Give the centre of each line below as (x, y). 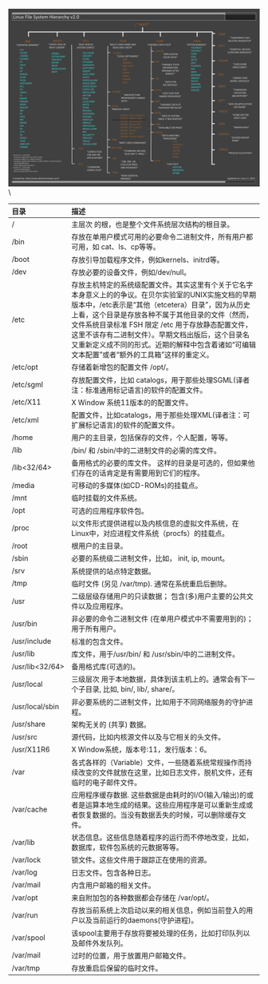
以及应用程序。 (103, 606)
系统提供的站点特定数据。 (113, 571)
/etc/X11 (26, 402)
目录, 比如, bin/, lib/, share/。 (132, 689)
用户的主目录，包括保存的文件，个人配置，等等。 (152, 438)
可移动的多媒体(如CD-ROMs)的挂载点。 (137, 486)
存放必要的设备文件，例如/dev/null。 (131, 272)
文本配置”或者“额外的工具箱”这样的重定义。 (142, 355)
